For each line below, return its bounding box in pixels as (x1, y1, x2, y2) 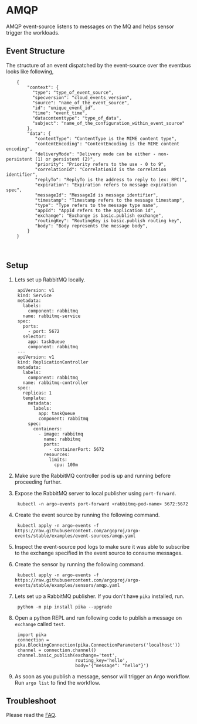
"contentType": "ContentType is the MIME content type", (35, 135, 177, 141)
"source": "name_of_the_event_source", (32, 100, 130, 106)
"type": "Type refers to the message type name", (35, 202, 159, 208)
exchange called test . (14, 620, 66, 627)
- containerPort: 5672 (49, 446, 104, 452)
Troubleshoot (6, 696, 57, 706)
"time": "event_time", (32, 110, 88, 116)
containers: (33, 426, 63, 431)
